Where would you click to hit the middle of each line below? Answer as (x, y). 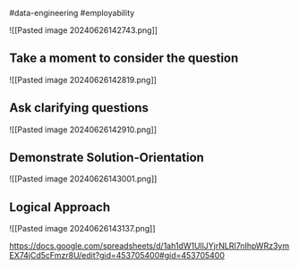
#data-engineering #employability (72, 13)
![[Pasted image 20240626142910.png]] (83, 130)
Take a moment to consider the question (124, 59)
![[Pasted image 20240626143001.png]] (83, 179)
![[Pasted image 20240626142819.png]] (83, 80)
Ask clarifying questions (79, 108)
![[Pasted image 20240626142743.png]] (84, 30)
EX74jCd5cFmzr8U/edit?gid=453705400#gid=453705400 (117, 256)
